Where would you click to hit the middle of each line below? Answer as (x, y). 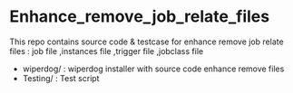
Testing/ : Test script (61, 78)
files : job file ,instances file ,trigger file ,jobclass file (107, 51)
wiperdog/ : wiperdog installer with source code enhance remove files (153, 69)
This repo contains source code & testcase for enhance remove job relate (146, 42)
